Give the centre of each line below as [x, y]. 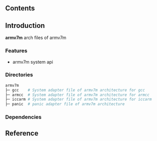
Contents [20, 8]
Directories [19, 75]
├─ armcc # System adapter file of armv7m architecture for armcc [77, 95]
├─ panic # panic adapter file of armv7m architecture [65, 104]
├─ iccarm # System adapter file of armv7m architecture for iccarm [78, 100]
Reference [22, 133]
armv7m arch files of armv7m [36, 38]
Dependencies [23, 117]
